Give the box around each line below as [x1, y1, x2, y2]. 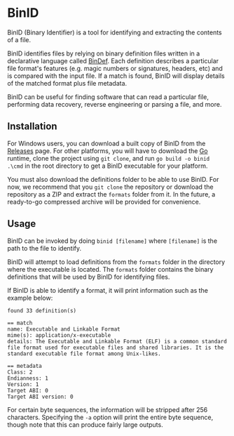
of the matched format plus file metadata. [7, 79, 128, 87]
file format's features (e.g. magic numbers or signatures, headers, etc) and [7, 64, 223, 72]
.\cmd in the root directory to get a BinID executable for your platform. [7, 161, 208, 170]
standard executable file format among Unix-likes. [7, 350, 161, 357]
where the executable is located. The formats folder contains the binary [7, 265, 214, 273]
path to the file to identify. [7, 244, 82, 252]
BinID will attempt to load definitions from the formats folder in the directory [7, 258, 226, 266]
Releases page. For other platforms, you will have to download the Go [7, 146, 208, 155]
